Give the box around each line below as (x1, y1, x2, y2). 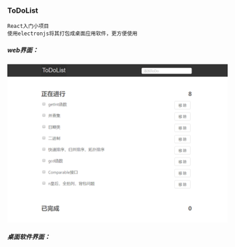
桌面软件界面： (7, 233, 50, 241)
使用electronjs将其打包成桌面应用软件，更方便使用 (7, 30, 138, 37)
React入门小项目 (7, 23, 50, 30)
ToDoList (7, 6, 38, 15)
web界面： (7, 45, 38, 54)
